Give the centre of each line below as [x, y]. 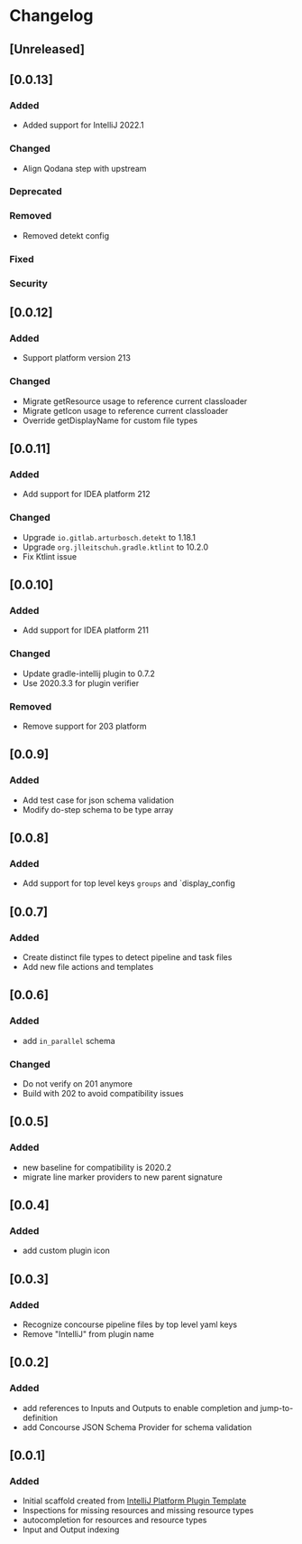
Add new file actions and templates [88, 966]
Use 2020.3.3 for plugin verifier [81, 683]
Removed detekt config [66, 235]
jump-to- [277, 1407]
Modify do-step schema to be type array [98, 809]
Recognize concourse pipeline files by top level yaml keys [130, 1324]
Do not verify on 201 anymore [78, 1083]
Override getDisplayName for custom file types [110, 420]
